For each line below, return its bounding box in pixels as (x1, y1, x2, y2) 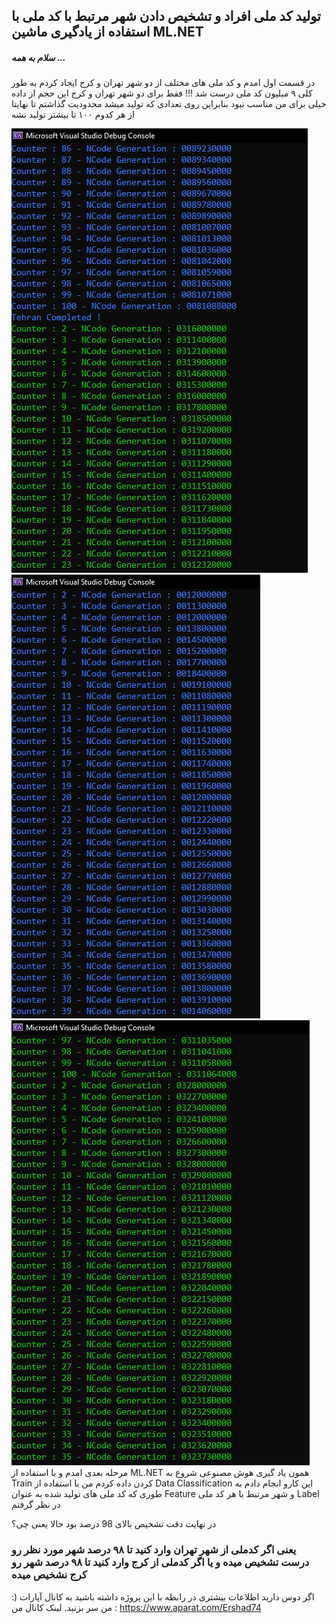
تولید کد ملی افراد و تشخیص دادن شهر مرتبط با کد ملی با (11, 8, 321, 25)
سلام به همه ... (11, 51, 66, 63)
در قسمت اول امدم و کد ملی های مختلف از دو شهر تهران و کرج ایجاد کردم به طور (11, 77, 316, 89)
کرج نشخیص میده (11, 1568, 88, 1582)
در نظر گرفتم (11, 1499, 61, 1511)
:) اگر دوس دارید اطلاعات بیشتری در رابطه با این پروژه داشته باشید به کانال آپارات (11, 1590, 315, 1603)
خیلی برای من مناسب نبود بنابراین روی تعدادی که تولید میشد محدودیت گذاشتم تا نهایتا (11, 98, 327, 110)
